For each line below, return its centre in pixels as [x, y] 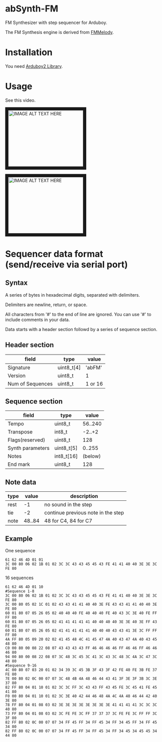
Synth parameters [29, 448]
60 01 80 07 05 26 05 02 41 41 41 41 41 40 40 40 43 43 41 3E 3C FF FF [81, 631]
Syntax [16, 283]
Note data [21, 482]
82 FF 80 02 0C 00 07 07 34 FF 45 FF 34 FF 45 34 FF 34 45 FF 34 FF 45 [81, 723]
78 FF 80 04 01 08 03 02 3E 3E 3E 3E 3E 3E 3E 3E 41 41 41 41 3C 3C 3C [81, 705]
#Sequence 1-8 [20, 591]
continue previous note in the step [84, 513]
